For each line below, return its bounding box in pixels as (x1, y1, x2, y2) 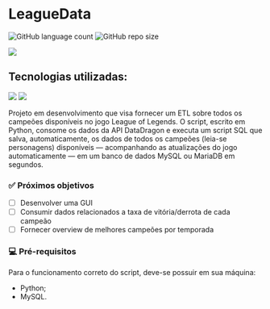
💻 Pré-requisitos (8, 246, 77, 257)
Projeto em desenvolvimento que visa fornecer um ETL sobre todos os (8, 108, 243, 118)
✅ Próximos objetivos (8, 179, 94, 190)
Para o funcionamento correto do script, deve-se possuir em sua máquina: (8, 267, 256, 277)
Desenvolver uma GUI (19, 198, 93, 208)
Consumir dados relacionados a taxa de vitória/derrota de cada (19, 207, 231, 217)
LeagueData (8, 5, 91, 23)
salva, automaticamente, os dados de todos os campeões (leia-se (8, 134, 227, 144)
